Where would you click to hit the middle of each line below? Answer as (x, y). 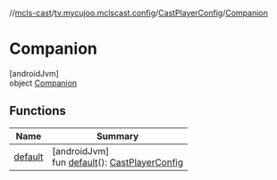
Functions (38, 111)
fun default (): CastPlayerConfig (118, 162)
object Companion (43, 83)
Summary (118, 135)
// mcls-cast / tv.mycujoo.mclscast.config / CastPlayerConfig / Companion (138, 13)
